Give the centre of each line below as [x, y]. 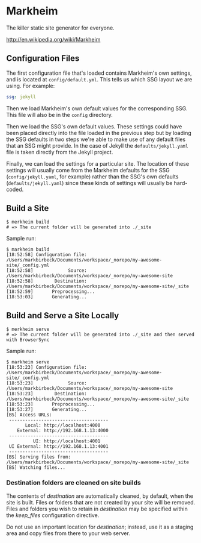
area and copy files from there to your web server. [68, 533]
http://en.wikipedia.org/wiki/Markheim [53, 39]
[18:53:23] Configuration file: [46, 368]
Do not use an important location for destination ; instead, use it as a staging [100, 527]
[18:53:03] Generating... [46, 297]
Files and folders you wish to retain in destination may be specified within [97, 509]
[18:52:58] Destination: [46, 281]
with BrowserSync [28, 340]
